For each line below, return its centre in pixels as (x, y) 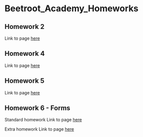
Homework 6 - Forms (37, 108)
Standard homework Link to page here (43, 120)
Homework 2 (24, 27)
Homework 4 (25, 54)
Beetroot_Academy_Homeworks (71, 9)
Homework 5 (24, 81)
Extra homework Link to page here (39, 129)
